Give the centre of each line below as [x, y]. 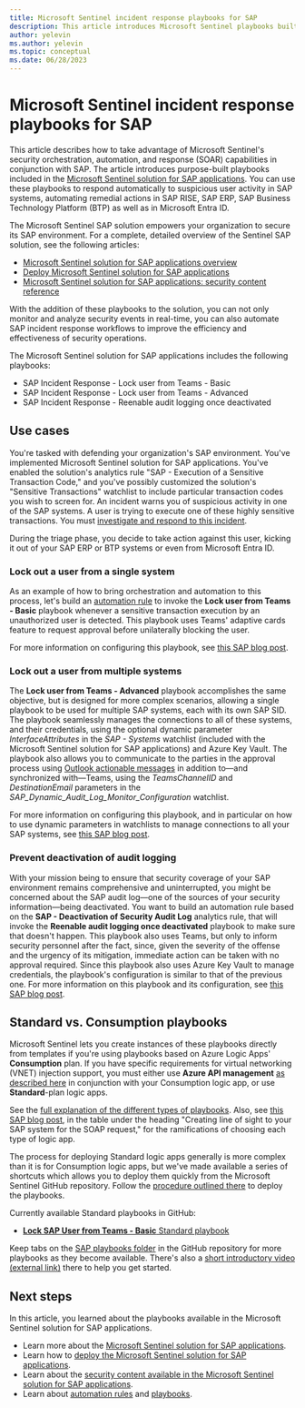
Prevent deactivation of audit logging [93, 858]
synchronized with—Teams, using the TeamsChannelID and [121, 778]
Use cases [39, 431]
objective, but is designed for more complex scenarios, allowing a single [144, 701]
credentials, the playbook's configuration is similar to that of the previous [146, 974]
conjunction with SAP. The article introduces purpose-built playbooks [139, 168]
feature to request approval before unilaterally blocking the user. [130, 630]
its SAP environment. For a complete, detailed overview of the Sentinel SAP [150, 235]
